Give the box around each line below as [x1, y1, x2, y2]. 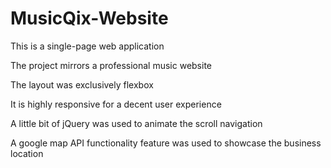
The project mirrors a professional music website [10, 59, 213, 71]
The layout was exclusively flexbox [10, 78, 154, 91]
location [10, 147, 44, 159]
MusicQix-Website [10, 7, 169, 30]
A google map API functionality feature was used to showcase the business [10, 137, 322, 149]
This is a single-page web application [10, 40, 165, 52]
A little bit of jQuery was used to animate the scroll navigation [10, 117, 263, 129]
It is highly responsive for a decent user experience [10, 98, 222, 110]
